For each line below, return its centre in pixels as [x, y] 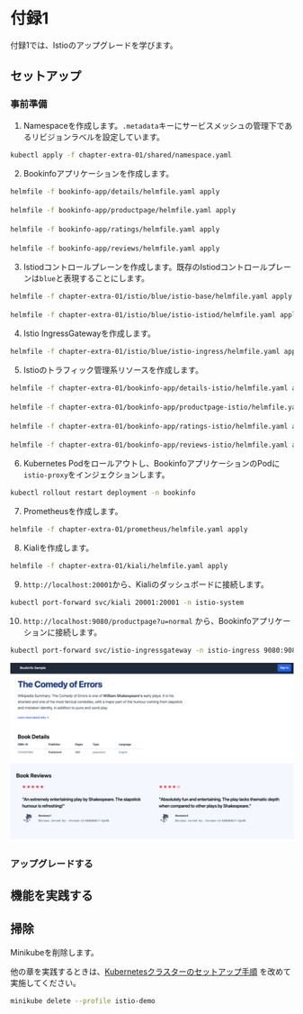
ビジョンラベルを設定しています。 [102, 137]
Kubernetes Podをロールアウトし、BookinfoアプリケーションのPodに [151, 464]
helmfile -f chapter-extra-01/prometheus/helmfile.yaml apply [129, 530]
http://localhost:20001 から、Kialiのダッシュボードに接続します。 [146, 584]
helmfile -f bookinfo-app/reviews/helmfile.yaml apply [115, 249]
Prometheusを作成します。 [73, 512]
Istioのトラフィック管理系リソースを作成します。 [113, 370]
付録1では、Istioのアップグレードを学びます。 [94, 45]
